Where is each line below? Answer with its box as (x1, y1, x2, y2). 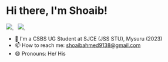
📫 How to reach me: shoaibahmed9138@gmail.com (14, 42, 141, 49)
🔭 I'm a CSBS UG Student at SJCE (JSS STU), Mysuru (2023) (14, 35, 163, 42)
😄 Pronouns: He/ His (14, 50, 66, 57)
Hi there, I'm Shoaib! (6, 4, 107, 17)
